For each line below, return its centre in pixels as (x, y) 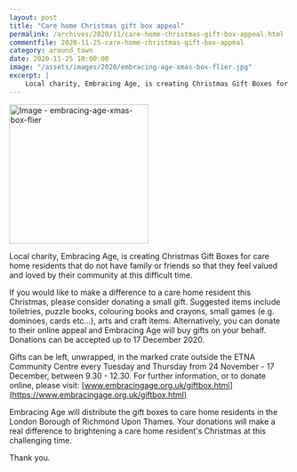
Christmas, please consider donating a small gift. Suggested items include (145, 301)
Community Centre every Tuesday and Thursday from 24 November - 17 (142, 366)
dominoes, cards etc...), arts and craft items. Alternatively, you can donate (145, 321)
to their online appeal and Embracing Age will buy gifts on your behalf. (138, 330)
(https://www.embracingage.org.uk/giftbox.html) (98, 395)
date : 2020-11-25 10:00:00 (59, 59)
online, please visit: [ (47, 385)
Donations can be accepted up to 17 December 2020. (107, 339)
